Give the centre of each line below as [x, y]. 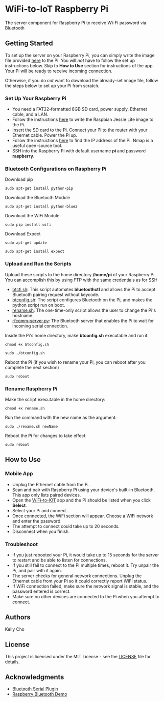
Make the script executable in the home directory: [55, 399]
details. [12, 662]
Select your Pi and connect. [40, 510]
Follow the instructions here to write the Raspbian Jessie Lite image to [83, 119]
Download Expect [23, 234]
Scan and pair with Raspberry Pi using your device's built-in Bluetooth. [83, 490]
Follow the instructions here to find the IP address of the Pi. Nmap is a [82, 141]
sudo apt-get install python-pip [39, 189]
